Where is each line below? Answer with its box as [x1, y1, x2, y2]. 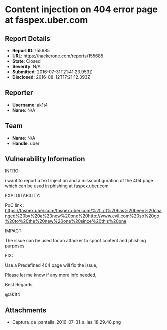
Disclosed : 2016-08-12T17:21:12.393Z [12, 74, 91, 80]
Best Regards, [5, 282, 34, 288]
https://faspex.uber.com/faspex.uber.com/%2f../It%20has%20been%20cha [5, 208, 162, 214]
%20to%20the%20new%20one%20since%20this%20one [5, 218, 127, 224]
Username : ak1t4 [12, 102, 48, 108]
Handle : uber [12, 140, 40, 146]
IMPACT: [5, 228, 23, 234]
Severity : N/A [12, 64, 41, 69]
